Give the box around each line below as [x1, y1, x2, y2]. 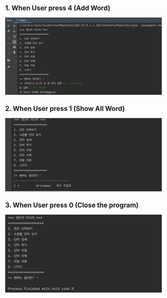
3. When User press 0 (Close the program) [5, 201, 139, 210]
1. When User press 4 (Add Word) [5, 4, 111, 12]
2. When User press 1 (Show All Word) [5, 104, 125, 113]
